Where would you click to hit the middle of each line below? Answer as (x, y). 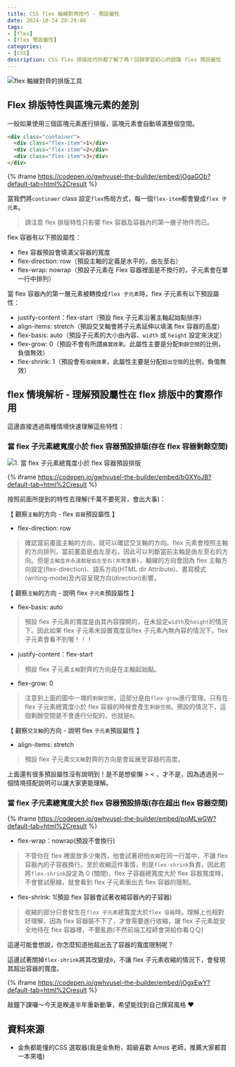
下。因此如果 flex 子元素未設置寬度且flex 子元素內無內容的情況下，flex (126, 630)
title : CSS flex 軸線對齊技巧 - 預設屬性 (63, 14)
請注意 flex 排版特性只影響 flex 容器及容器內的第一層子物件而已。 (119, 222)
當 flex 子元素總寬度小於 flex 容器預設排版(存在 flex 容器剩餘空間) (118, 446)
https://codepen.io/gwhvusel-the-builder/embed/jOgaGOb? (124, 176)
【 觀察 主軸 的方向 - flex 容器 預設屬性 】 (63, 514)
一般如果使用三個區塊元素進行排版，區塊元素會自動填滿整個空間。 (103, 123)
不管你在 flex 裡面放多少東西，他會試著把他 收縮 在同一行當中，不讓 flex (126, 856)
